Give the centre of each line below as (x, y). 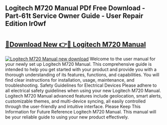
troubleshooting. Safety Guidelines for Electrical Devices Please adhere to (81, 85)
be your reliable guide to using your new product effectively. (67, 117)
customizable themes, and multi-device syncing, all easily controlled (76, 101)
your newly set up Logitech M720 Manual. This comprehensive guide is (79, 64)
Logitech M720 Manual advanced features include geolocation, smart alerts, (83, 96)
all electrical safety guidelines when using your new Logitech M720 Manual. (83, 91)
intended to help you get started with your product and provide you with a (81, 69)
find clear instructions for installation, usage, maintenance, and (70, 80)
